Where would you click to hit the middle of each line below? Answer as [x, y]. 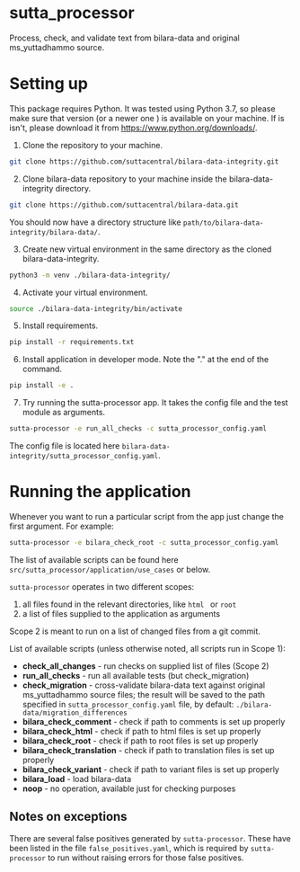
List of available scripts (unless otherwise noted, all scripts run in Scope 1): [147, 648]
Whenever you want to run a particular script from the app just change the [147, 516]
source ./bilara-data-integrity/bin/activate [96, 308]
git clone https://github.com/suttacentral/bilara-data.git [124, 205]
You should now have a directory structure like [95, 222]
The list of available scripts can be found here [94, 559]
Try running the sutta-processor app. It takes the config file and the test [155, 403]
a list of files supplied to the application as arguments [121, 613]
